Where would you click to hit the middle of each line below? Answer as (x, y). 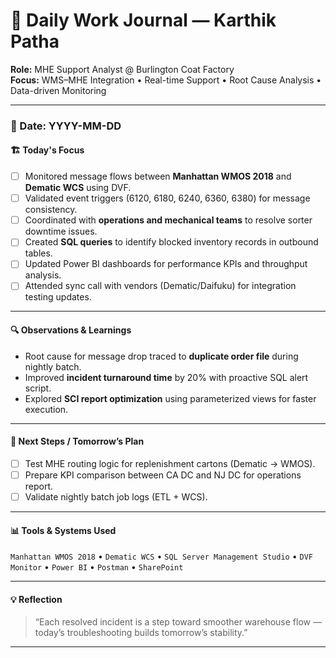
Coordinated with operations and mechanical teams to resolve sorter (168, 220)
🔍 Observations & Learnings (71, 330)
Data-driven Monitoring (58, 90)
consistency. (51, 210)
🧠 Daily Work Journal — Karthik (143, 20)
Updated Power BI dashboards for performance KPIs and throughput (166, 264)
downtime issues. (61, 231)
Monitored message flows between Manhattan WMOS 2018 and (158, 176)
